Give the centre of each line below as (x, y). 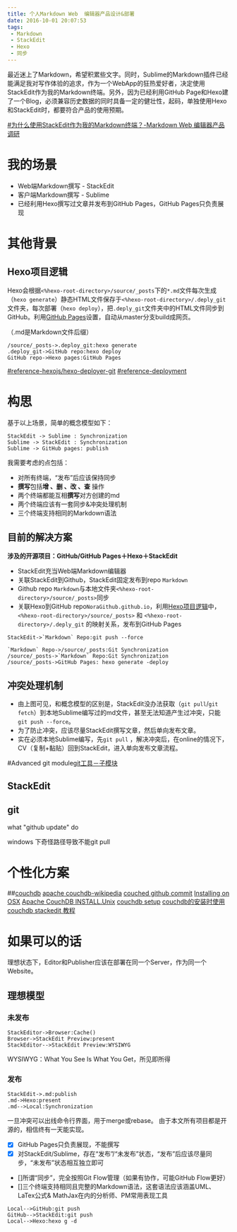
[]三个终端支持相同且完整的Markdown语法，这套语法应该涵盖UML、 (116, 1186)
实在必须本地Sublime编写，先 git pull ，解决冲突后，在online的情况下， (122, 739)
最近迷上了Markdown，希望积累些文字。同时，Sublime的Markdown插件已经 (118, 74)
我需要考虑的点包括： (38, 462)
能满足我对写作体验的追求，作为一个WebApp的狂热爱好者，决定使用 (107, 83)
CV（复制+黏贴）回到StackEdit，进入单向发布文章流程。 (99, 748)
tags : (15, 27)
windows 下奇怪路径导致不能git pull (59, 842)
